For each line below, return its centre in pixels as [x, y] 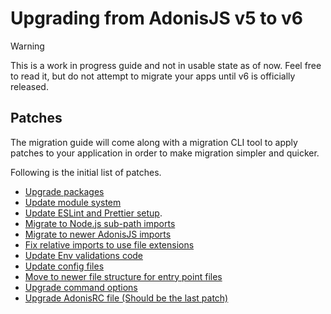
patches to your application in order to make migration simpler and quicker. [165, 153]
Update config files [64, 266]
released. [29, 86]
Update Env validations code [84, 255]
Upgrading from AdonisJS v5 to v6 [157, 18]
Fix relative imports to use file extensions [109, 244]
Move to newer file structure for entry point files [123, 276]
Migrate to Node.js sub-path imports [100, 223]
